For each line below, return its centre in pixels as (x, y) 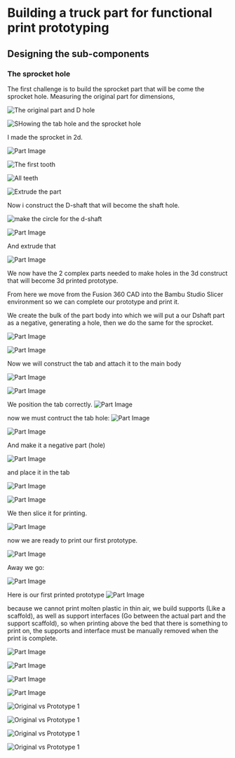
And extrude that (32, 246)
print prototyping (58, 28)
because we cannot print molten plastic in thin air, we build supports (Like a (116, 608)
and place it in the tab (39, 472)
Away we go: (26, 567)
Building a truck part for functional (110, 13)
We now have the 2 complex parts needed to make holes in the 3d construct (117, 273)
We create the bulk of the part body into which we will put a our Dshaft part (116, 315)
